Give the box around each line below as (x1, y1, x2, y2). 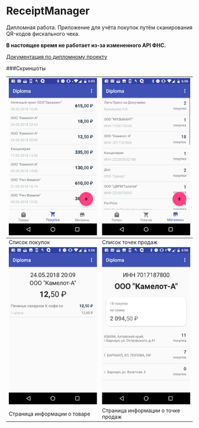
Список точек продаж (102, 238, 158, 246)
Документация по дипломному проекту (6, 53, 108, 60)
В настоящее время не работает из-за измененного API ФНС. (6, 42, 166, 49)
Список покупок (8, 238, 50, 246)
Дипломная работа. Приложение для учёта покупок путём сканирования (6, 24, 193, 31)
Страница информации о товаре (8, 410, 91, 417)
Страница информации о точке (102, 407, 181, 414)
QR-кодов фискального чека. (6, 30, 80, 37)
